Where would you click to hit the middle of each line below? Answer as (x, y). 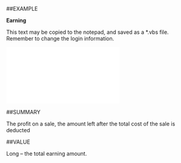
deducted (18, 130)
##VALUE (18, 142)
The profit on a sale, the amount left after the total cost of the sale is (91, 124)
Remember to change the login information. (60, 38)
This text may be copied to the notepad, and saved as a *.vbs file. (87, 32)
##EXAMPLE (22, 9)
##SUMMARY (24, 112)
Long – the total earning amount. (47, 154)
